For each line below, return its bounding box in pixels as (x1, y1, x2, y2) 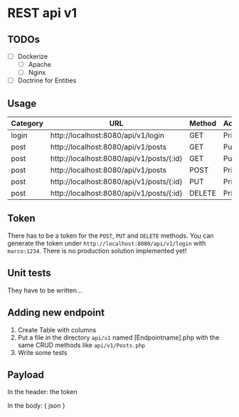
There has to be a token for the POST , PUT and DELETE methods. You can (7, 231, 214, 240)
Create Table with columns (17, 325, 97, 334)
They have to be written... (7, 286, 83, 295)
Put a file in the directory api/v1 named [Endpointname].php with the (17, 333, 220, 342)
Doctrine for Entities (17, 76, 77, 85)
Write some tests (17, 348, 68, 357)
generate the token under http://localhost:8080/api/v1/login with (7, 238, 206, 247)
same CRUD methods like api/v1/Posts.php (17, 340, 146, 349)
